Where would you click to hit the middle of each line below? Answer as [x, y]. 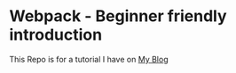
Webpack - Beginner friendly [118, 16]
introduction [56, 35]
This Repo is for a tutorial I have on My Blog [89, 59]
